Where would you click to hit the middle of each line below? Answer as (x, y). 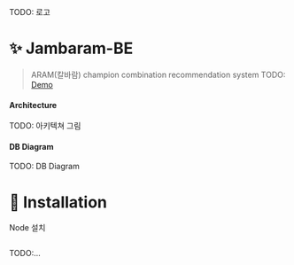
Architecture (33, 105)
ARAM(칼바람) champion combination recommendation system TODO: (158, 74)
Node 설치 (27, 228)
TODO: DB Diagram (44, 167)
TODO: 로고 (30, 12)
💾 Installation (58, 202)
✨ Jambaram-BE (71, 48)
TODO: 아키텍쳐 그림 (45, 126)
